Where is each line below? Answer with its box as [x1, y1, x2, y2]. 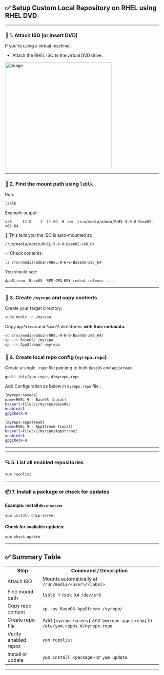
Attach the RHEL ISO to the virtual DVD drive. [12, 52, 103, 58]
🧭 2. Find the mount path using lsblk [5, 180, 93, 187]
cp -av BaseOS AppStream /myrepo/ [42, 606, 123, 611]
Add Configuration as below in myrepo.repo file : [5, 383, 102, 389]
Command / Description [71, 567, 128, 574]
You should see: [5, 269, 38, 275]
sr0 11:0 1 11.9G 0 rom [5, 220, 73, 225]
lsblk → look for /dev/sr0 [42, 591, 102, 598]
